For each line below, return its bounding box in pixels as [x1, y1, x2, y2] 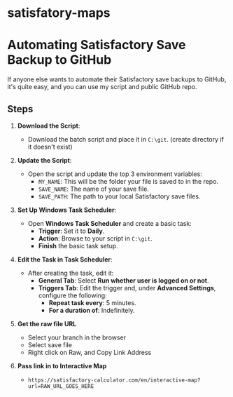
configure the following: [38, 291, 107, 300]
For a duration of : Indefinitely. [48, 306, 135, 314]
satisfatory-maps [7, 5, 111, 21]
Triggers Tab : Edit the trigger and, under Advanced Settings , [38, 283, 216, 292]
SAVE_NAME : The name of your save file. [38, 184, 149, 193]
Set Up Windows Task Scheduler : [17, 206, 117, 214]
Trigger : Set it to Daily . [38, 227, 105, 235]
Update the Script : [17, 156, 72, 164]
